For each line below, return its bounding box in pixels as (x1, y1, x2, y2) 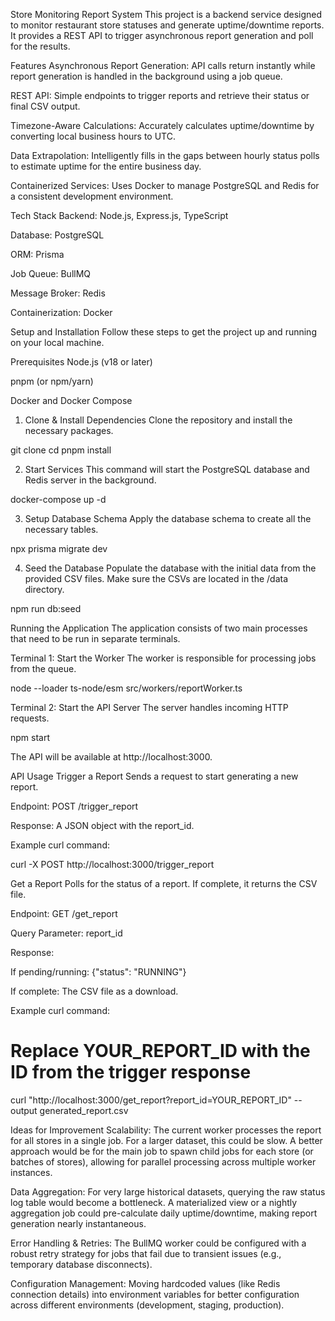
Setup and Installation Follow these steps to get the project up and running (10, 326, 317, 338)
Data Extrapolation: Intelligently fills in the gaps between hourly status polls (10, 150, 320, 161)
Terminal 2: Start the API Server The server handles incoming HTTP (10, 702, 289, 713)
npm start (10, 732, 51, 743)
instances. (10, 1166, 53, 1178)
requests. (10, 712, 50, 724)
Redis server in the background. (24, 474, 157, 486)
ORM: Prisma (10, 249, 65, 260)
